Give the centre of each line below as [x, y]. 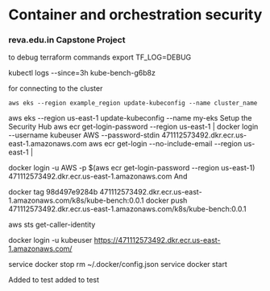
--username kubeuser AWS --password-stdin [84, 135]
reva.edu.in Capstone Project [67, 40]
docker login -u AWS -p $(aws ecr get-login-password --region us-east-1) [132, 168]
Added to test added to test [54, 280]
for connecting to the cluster [56, 88]
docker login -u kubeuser [50, 240]
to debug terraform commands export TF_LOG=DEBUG [100, 57]
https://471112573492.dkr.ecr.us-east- [157, 240]
